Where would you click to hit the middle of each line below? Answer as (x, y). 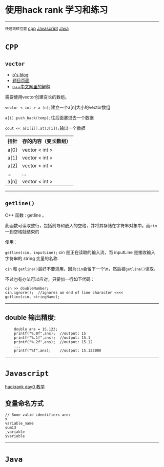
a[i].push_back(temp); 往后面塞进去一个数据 (50, 117)
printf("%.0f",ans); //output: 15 (50, 333)
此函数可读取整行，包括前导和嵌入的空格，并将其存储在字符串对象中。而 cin (81, 225)
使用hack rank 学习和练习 (57, 10)
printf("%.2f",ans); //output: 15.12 (53, 342)
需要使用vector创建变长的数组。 (37, 97)
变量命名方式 (24, 403)
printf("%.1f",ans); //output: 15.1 (52, 338)
